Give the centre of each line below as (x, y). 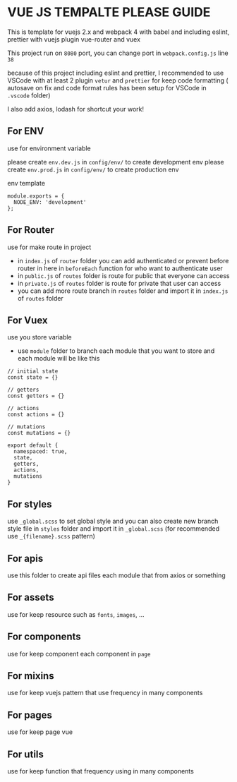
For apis (25, 558)
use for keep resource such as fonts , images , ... (76, 614)
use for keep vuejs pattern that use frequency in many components (105, 693)
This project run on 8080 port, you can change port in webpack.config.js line (118, 53)
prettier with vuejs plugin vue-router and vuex (74, 39)
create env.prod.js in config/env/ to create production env (93, 169)
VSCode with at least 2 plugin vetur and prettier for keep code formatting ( (118, 80)
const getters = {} (36, 396)
